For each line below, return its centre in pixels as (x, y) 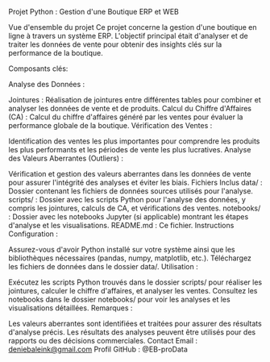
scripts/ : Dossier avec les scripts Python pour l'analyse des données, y (127, 200)
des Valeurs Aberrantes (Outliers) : (66, 158)
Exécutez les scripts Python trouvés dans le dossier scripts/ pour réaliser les (135, 282)
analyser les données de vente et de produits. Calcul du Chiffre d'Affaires (130, 108)
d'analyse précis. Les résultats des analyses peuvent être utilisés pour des (132, 332)
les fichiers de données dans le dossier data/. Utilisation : (104, 266)
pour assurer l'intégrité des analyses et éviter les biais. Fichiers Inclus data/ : (135, 182)
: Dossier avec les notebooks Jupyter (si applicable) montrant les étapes (129, 216)
